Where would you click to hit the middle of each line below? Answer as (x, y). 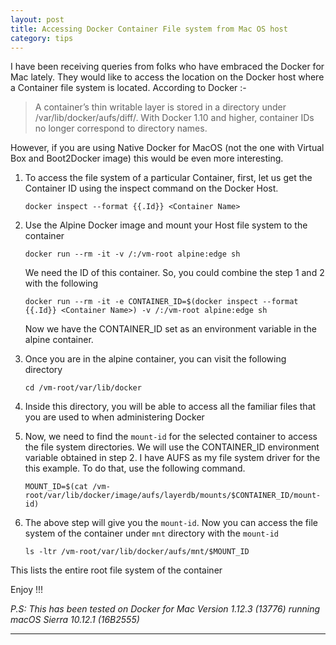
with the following (61, 283)
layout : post (37, 19)
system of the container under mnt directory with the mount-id (152, 533)
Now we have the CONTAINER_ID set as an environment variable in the (170, 329)
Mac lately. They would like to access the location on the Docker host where (167, 77)
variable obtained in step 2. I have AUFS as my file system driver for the (172, 458)
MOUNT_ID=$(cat (56, 487)
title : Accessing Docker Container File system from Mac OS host (149, 29)
